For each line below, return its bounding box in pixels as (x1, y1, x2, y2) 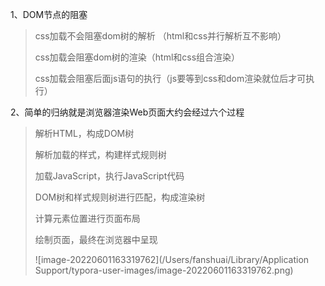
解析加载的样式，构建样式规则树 (34, 149, 167, 160)
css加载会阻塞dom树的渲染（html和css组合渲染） (34, 51, 241, 63)
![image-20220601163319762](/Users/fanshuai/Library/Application (34, 254, 310, 265)
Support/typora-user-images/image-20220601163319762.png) (34, 264, 294, 276)
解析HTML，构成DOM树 (34, 128, 135, 139)
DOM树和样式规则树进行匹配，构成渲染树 (34, 191, 206, 203)
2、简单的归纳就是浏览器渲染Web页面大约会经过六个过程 (10, 106, 245, 118)
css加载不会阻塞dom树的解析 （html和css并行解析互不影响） (34, 30, 287, 42)
